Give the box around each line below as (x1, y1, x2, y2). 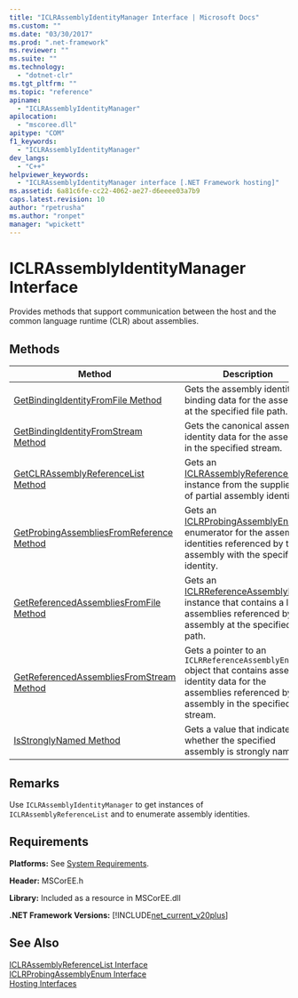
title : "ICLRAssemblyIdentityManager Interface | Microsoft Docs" (9, 12, 260, 22)
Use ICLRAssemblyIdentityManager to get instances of (9, 800, 204, 810)
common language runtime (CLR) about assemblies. (9, 316, 200, 326)
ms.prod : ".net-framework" (9, 37, 109, 47)
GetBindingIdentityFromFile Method (13, 394, 162, 406)
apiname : (9, 95, 42, 105)
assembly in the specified (184, 697, 291, 710)
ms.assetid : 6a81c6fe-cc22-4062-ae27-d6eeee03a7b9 (9, 187, 200, 196)
